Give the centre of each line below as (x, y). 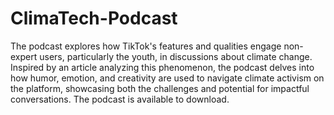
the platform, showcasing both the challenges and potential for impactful (160, 88)
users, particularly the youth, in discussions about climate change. (176, 56)
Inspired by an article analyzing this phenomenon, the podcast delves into (162, 67)
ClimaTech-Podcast (94, 18)
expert (24, 56)
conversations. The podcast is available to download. (120, 99)
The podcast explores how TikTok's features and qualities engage (146, 46)
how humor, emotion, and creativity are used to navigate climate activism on (167, 78)
